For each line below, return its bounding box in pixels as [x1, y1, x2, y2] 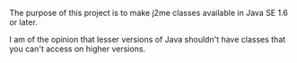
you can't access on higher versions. [9, 43, 146, 54]
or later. [9, 17, 38, 28]
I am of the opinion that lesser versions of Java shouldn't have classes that [9, 35, 286, 44]
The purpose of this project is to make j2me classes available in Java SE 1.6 [9, 8, 289, 18]
